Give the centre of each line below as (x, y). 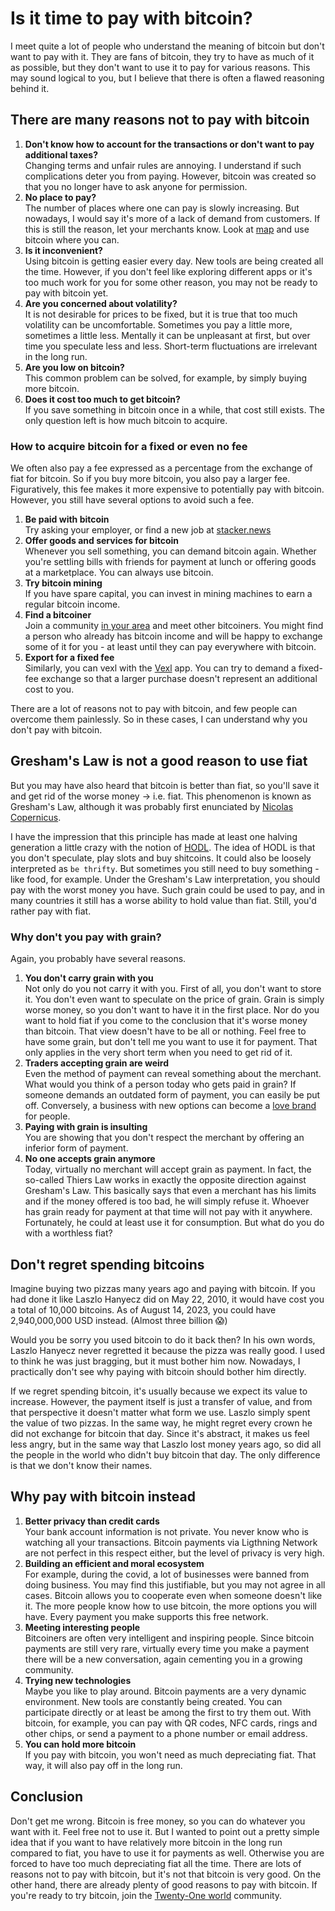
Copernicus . (36, 817)
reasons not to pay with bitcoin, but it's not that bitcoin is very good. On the (166, 1874)
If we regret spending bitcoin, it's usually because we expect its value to (159, 1391)
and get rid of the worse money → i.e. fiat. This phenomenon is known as (161, 796)
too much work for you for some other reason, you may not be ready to (171, 282)
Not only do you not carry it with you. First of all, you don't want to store (173, 989)
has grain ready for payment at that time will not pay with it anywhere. (168, 1212)
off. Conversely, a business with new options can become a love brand (170, 1106)
